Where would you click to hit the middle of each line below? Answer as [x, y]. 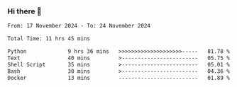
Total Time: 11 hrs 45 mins [49, 39]
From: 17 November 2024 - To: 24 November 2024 [79, 26]
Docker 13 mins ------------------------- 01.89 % [119, 78]
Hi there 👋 [25, 11]
